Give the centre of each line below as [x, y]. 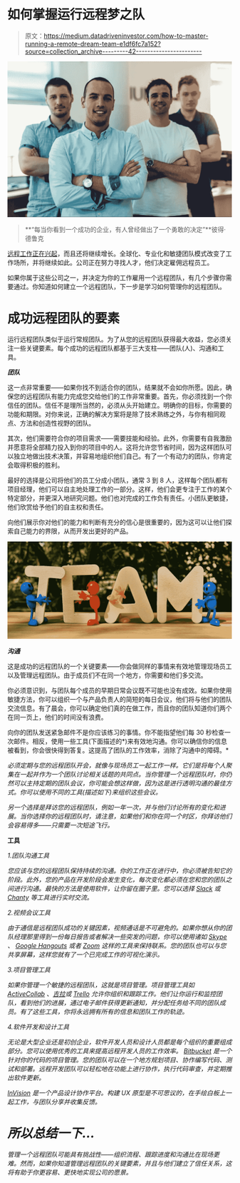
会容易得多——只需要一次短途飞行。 [61, 825]
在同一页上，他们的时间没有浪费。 [57, 717]
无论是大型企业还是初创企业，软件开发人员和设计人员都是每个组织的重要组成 [120, 1042]
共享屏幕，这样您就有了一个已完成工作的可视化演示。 [85, 955]
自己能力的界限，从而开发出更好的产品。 [73, 531]
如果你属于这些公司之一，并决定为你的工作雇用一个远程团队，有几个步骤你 [116, 278]
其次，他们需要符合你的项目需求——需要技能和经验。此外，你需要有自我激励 [120, 438]
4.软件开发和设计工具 [38, 1027]
